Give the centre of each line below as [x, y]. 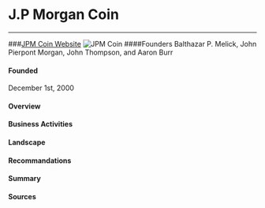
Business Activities [41, 124]
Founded [23, 70]
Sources [22, 196]
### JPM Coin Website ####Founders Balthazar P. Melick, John [132, 43]
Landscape [27, 142]
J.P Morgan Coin [64, 15]
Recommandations [40, 161]
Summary [24, 179]
